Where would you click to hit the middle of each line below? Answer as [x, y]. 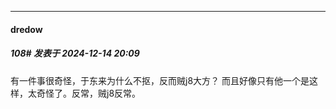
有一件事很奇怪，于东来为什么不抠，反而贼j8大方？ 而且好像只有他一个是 [160, 80]
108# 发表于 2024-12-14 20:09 [75, 53]
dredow [26, 29]
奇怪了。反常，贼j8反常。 [89, 93]
